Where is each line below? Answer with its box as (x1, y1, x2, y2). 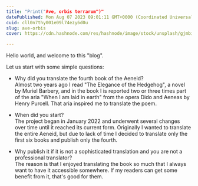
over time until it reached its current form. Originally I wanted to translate (14, 124, 192, 131)
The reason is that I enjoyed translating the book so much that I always (14, 161, 187, 168)
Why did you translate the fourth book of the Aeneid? (14, 75, 144, 82)
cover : (6, 31, 22, 37)
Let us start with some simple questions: (6, 63, 104, 71)
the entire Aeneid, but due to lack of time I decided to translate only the (14, 130, 188, 138)
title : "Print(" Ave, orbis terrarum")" (6, 8, 104, 15)
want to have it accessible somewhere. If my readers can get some (14, 167, 178, 174)
